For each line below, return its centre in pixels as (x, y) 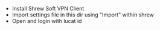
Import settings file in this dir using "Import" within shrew (83, 15)
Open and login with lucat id (47, 21)
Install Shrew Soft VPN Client (48, 9)
